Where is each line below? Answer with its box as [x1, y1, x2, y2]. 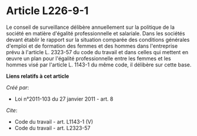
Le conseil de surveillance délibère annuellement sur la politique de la [6, 24, 175, 31]
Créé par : [6, 84, 29, 91]
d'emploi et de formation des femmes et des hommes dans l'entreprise [6, 42, 178, 49]
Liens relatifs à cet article [6, 72, 69, 79]
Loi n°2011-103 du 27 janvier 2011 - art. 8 [14, 95, 113, 102]
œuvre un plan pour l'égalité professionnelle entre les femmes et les [6, 55, 172, 62]
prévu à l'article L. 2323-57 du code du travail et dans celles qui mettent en [6, 48, 189, 55]
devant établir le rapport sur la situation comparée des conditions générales [6, 36, 190, 43]
